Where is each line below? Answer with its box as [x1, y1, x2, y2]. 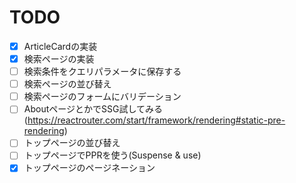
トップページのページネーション [23, 162, 156, 174]
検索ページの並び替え [23, 78, 112, 90]
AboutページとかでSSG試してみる [23, 103, 163, 115]
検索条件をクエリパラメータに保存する [23, 66, 182, 78]
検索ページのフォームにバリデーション [23, 91, 182, 103]
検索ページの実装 [23, 53, 95, 65]
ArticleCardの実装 [23, 40, 98, 52]
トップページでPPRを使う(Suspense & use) [23, 149, 202, 161]
